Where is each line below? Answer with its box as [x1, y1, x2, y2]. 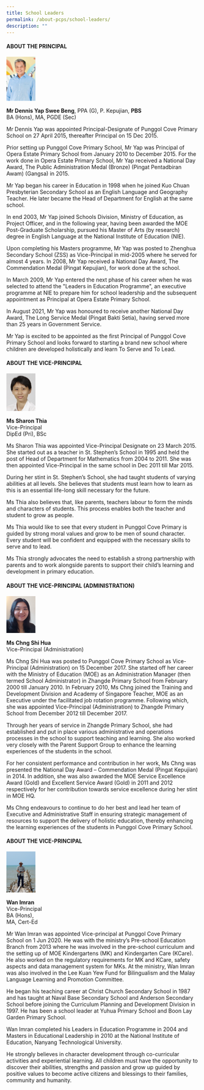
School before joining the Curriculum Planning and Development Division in [6, 1000, 195, 1008]
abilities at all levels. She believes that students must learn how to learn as [6, 480, 193, 488]
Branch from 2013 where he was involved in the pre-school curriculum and [6, 943, 195, 951]
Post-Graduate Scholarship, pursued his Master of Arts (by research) [6, 226, 180, 233]
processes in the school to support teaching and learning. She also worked [6, 734, 195, 742]
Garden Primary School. [6, 1014, 67, 1021]
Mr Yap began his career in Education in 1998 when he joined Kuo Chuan [6, 182, 190, 189]
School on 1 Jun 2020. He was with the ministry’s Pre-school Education [6, 937, 186, 944]
